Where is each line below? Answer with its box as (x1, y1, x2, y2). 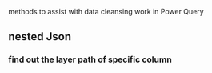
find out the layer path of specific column (8, 54, 172, 65)
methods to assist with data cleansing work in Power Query (8, 7, 204, 16)
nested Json (8, 30, 72, 43)
